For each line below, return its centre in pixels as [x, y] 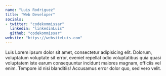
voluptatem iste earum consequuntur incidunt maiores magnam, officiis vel [83, 63]
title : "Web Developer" [30, 15]
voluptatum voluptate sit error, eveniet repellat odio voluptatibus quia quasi [83, 57]
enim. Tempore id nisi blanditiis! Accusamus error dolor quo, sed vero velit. [83, 68]
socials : [14, 19]
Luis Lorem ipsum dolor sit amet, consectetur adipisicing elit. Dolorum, [79, 52]
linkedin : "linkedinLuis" [37, 29]
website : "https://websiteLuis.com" [44, 38]
